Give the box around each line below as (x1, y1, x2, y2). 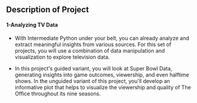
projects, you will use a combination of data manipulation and (14, 47, 165, 54)
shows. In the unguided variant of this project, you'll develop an (14, 77, 170, 85)
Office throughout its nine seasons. (14, 90, 101, 97)
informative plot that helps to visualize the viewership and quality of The (14, 83, 191, 91)
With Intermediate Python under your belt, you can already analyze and (14, 34, 189, 41)
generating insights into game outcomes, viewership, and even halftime (14, 71, 190, 78)
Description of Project (6, 5, 89, 15)
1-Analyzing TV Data (6, 21, 58, 28)
